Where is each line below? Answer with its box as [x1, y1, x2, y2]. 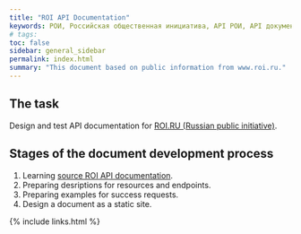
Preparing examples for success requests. [21, 189, 179, 200]
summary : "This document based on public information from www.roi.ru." [9, 64, 287, 73]
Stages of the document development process [9, 146, 274, 161]
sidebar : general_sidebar [9, 47, 106, 56]
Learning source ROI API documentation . [21, 169, 173, 180]
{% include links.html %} [9, 216, 100, 227]
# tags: [9, 30, 39, 39]
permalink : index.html [9, 55, 94, 64]
